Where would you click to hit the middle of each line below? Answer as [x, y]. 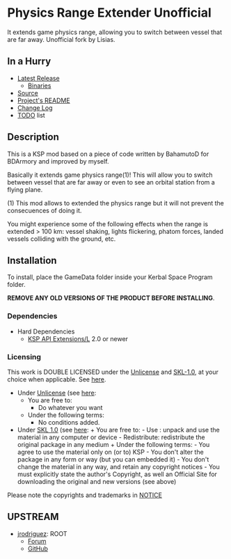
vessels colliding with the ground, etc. [62, 239]
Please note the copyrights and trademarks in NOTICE [85, 495]
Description [33, 137]
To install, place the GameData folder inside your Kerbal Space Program [110, 277]
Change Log [35, 108]
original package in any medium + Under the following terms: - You [113, 444]
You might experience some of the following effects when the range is [108, 223]
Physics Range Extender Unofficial [109, 13]
